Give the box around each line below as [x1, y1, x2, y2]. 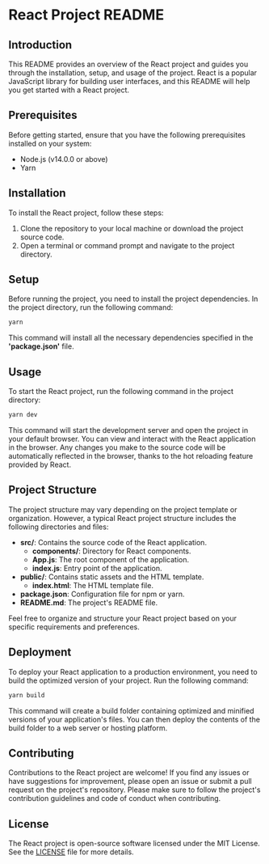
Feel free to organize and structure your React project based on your [8, 613, 237, 623]
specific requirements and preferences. [8, 621, 140, 632]
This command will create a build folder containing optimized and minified [8, 705, 254, 715]
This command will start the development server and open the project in [8, 426, 249, 434]
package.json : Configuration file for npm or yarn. [19, 589, 185, 599]
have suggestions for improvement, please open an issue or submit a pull [8, 777, 252, 786]
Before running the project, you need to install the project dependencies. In [8, 294, 258, 304]
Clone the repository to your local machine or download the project [19, 223, 244, 233]
